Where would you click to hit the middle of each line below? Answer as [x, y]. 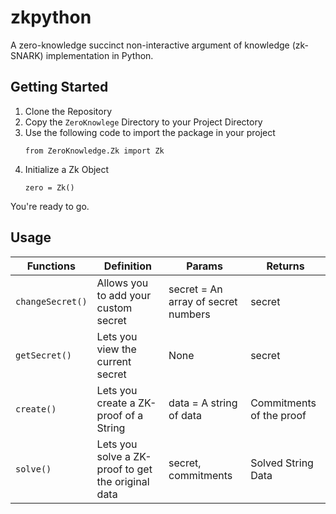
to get [138, 469]
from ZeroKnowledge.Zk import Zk [94, 151]
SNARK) [27, 55]
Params [204, 266]
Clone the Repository [68, 111]
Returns [285, 266]
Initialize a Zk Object [67, 169]
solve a [113, 456]
